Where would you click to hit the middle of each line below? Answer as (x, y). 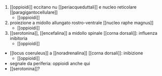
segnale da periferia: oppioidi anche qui (50, 63)
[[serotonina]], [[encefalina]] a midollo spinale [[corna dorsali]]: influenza (83, 33)
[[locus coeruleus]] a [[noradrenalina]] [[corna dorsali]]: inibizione (76, 53)
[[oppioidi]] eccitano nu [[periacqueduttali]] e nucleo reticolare (73, 7)
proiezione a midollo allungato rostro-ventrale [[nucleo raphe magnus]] (81, 23)
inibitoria (19, 38)
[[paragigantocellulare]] (34, 12)
